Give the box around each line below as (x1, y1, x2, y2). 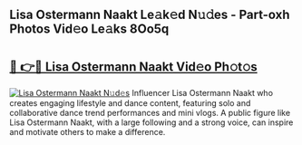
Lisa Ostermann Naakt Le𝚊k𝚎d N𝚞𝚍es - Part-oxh (9, 7, 290, 23)
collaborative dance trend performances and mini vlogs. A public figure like (9, 108, 291, 118)
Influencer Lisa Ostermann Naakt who (131, 88, 274, 98)
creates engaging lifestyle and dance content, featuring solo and (9, 98, 251, 108)
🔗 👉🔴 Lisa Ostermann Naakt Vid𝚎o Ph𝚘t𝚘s (9, 59, 258, 74)
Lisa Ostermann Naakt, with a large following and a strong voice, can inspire (9, 117, 294, 128)
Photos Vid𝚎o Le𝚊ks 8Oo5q (9, 22, 170, 37)
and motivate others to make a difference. (9, 127, 166, 137)
